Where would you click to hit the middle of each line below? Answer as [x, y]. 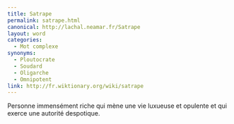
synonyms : [22, 54]
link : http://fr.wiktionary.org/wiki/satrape [75, 86]
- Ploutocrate [34, 60]
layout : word [27, 33]
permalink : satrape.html [44, 20]
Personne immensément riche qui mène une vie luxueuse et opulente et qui [117, 106]
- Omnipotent [33, 79]
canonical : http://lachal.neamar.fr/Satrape [74, 27]
